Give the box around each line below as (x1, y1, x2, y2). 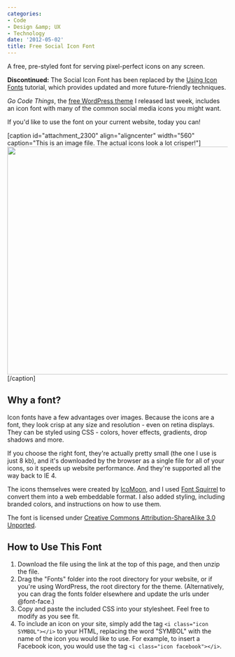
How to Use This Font (7, 541, 102, 553)
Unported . (7, 520, 37, 529)
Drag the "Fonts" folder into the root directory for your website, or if (17, 574, 213, 583)
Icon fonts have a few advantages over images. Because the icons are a (7, 413, 215, 421)
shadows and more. (7, 435, 64, 444)
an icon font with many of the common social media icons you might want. (7, 104, 222, 112)
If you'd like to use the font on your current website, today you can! (7, 118, 201, 126)
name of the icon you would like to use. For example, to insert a (17, 634, 201, 642)
